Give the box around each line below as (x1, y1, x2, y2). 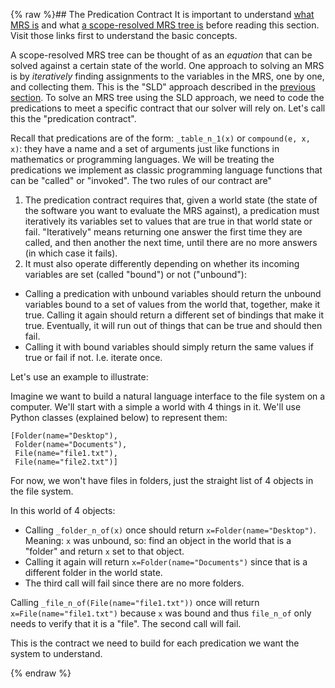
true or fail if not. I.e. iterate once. (24, 352, 163, 363)
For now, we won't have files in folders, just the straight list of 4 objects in (10, 475, 314, 486)
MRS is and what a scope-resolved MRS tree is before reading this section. (10, 19, 320, 31)
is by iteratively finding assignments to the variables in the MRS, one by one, (10, 70, 325, 82)
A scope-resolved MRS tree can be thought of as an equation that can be (10, 49, 313, 61)
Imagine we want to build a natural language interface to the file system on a (10, 390, 326, 402)
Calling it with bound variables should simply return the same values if (24, 341, 315, 353)
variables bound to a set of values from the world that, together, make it (24, 299, 321, 310)
